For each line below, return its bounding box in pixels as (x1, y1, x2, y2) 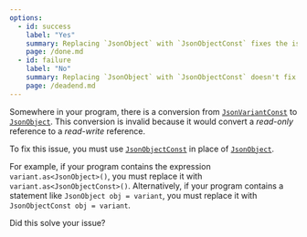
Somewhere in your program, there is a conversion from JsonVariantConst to (9, 106, 298, 117)
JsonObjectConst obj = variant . (9, 200, 131, 211)
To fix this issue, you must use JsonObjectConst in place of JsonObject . (9, 143, 275, 154)
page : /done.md (26, 47, 84, 57)
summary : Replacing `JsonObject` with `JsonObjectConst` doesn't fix (26, 73, 297, 82)
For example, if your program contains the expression (9, 160, 212, 171)
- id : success (17, 22, 71, 31)
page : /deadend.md (26, 81, 96, 90)
